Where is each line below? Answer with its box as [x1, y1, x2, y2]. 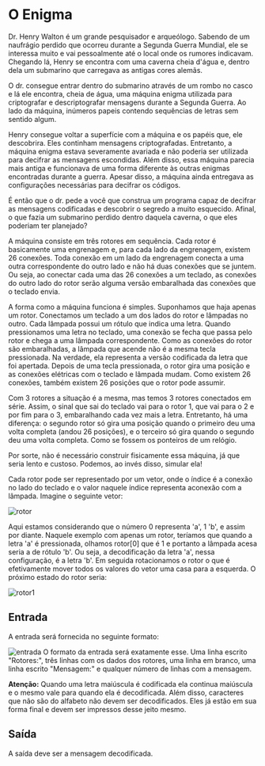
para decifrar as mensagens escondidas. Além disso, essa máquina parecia [8, 154, 255, 164]
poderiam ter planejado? [8, 220, 89, 231]
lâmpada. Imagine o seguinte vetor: [8, 491, 123, 501]
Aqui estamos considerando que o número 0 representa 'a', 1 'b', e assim [8, 521, 245, 532]
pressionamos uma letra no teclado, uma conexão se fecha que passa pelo [8, 327, 253, 337]
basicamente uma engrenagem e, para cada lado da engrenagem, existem [8, 244, 251, 254]
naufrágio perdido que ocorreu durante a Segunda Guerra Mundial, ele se [8, 40, 248, 49]
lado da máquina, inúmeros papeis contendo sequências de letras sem [8, 105, 239, 116]
